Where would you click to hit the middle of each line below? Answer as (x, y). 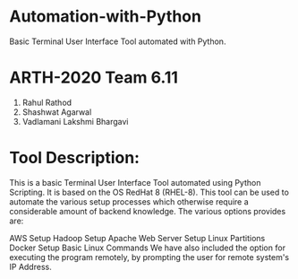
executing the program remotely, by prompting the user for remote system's (149, 257)
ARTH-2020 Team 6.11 (94, 78)
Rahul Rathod (47, 102)
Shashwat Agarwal (57, 112)
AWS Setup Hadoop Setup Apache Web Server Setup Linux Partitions (137, 238)
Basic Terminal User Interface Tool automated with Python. (118, 41)
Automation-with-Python (105, 17)
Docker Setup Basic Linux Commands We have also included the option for (148, 248)
